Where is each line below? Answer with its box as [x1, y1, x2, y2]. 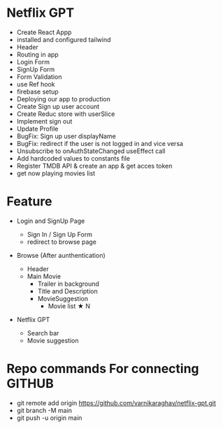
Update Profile [16, 124, 59, 133]
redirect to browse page [27, 238, 97, 246]
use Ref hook [16, 80, 55, 88]
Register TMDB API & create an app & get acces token [16, 161, 173, 170]
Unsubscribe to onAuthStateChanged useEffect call [16, 147, 166, 155]
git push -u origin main [16, 414, 82, 422]
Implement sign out [16, 117, 73, 125]
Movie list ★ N [48, 302, 91, 310]
